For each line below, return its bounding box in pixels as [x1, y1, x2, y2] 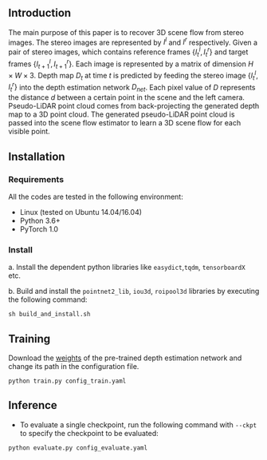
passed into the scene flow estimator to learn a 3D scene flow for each [8, 118, 241, 128]
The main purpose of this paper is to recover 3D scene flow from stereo [8, 27, 245, 37]
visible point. [8, 127, 50, 137]
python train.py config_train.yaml [8, 377, 127, 386]
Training [8, 331, 51, 346]
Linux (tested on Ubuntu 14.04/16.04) [19, 207, 142, 216]
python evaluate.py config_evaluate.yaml [8, 443, 148, 452]
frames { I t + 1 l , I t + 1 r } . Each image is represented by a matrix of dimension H [8, 57, 253, 70]
